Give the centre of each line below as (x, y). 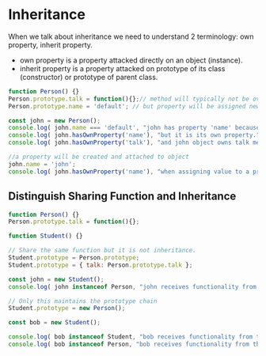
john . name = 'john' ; (42, 164)
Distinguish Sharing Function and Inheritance (122, 197)
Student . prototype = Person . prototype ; (74, 258)
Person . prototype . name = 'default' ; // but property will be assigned (127, 106)
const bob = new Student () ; (55, 323)
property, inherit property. (51, 44)
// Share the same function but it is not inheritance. (102, 251)
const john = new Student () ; (56, 279)
